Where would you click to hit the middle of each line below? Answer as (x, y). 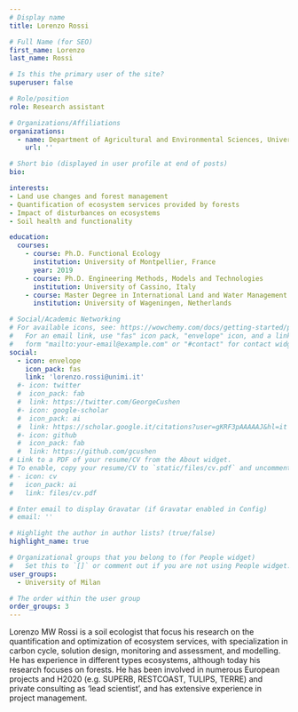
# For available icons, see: (63, 328)
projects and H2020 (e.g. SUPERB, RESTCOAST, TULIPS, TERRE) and (136, 679)
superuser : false (41, 83)
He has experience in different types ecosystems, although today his (135, 660)
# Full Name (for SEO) (51, 42)
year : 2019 (53, 270)
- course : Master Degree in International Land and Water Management (157, 295)
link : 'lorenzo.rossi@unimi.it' (85, 377)
